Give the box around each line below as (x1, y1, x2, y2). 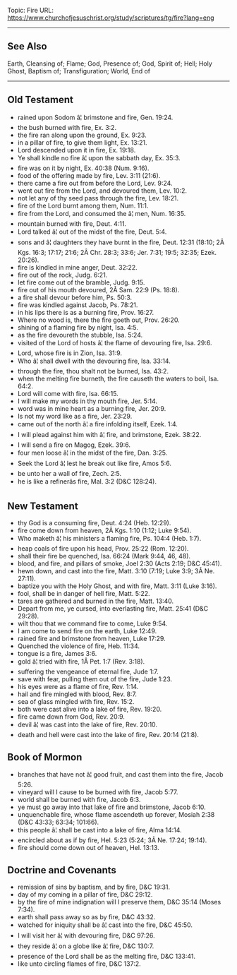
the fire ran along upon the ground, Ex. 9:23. (17, 131, 147, 139)
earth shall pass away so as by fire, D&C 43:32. (17, 913, 156, 921)
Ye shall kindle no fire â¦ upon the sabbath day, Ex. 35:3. (17, 153, 181, 162)
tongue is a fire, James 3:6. (17, 650, 97, 658)
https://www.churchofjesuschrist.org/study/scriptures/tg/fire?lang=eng (7, 13, 214, 22)
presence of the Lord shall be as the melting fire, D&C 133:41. (17, 952, 196, 961)
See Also (7, 40, 47, 52)
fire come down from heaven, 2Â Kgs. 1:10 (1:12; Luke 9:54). (17, 526, 192, 535)
